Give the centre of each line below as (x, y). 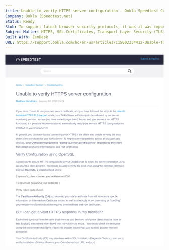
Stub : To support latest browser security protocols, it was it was (78, 27)
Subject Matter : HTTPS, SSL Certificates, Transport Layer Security (78, 32)
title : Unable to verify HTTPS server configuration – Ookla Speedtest (82, 11)
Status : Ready (20, 21)
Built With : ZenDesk (27, 37)
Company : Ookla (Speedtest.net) (39, 16)
